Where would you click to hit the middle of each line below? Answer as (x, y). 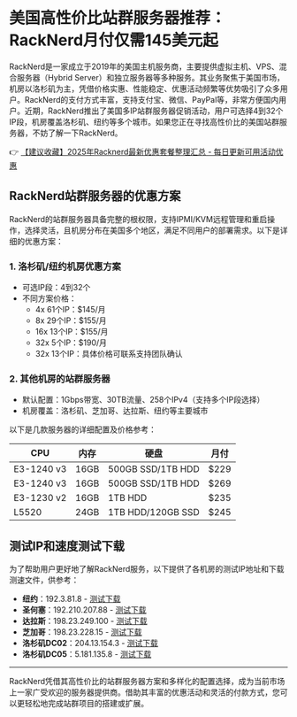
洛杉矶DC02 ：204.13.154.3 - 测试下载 (90, 644)
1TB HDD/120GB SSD (154, 513)
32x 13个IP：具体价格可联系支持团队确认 (109, 354)
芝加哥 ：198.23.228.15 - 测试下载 (82, 632)
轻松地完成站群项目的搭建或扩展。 (86, 704)
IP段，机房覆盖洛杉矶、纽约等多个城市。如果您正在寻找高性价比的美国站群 (145, 121)
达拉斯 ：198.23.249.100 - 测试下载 (84, 621)
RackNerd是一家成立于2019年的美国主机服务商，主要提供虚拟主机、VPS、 (145, 66)
